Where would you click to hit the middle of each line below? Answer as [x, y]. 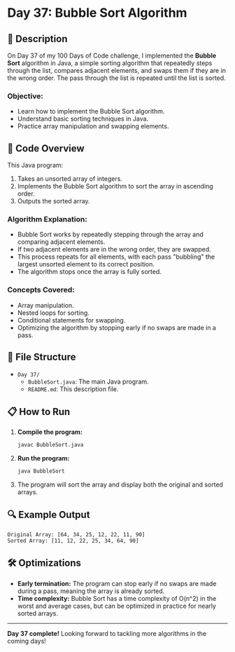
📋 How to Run [39, 412]
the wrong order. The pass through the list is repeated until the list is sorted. [116, 78]
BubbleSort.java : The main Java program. [88, 381]
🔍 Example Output [49, 515]
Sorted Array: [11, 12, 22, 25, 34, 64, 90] [73, 541]
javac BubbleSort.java [50, 445]
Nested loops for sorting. [53, 313]
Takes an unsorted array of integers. [70, 179]
